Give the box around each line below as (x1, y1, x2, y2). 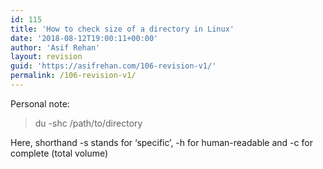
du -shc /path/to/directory (34, 117, 143, 129)
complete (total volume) (10, 147, 109, 159)
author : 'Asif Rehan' (10, 42, 101, 53)
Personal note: (10, 97, 70, 110)
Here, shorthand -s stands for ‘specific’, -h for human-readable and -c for (10, 136, 313, 148)
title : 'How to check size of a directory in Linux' (10, 24, 235, 34)
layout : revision (10, 52, 83, 62)
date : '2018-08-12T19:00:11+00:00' (10, 33, 159, 43)
